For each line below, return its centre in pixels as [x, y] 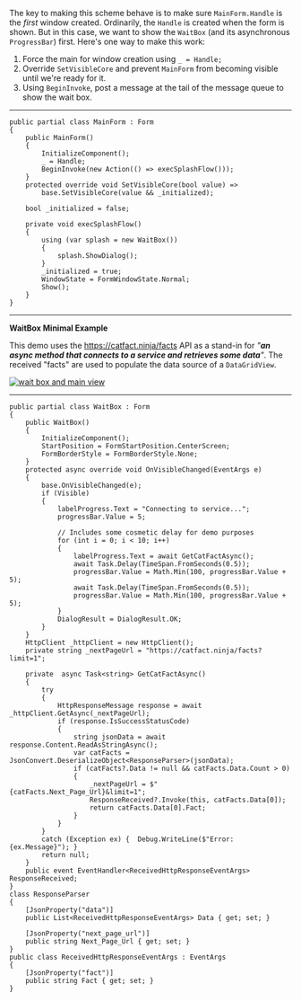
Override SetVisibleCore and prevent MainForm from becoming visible [150, 68]
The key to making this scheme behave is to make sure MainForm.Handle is [146, 13]
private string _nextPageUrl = [84, 651]
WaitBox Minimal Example [59, 328]
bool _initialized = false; [77, 208]
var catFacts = [101, 753]
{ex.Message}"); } [43, 847]
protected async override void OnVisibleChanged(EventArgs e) [144, 470]
